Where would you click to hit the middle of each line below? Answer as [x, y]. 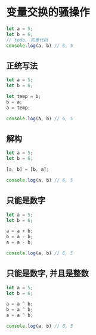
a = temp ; [18, 108]
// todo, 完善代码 [27, 40]
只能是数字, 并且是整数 [48, 273]
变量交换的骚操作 [48, 12]
